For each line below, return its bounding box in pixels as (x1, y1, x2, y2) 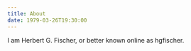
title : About (7, 10, 46, 17)
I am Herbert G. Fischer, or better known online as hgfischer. (7, 36, 185, 44)
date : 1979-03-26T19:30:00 (7, 17, 87, 24)
